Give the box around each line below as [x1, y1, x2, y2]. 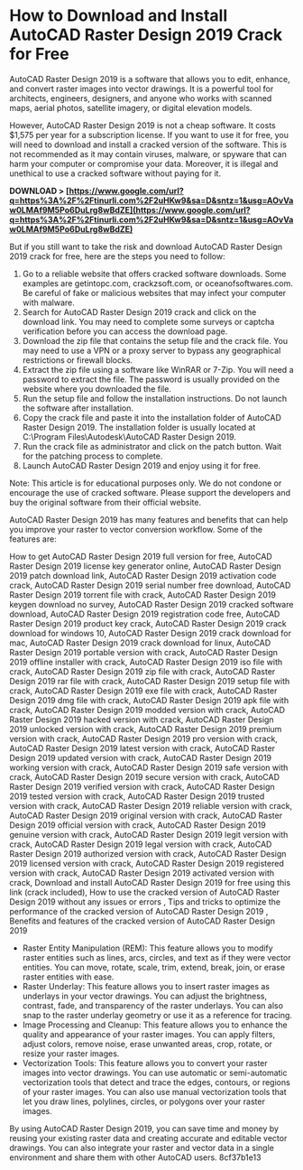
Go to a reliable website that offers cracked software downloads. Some [22, 268, 287, 279]
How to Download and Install [9, 5, 228, 26]
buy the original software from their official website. [9, 497, 201, 507]
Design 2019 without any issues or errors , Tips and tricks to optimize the [9, 896, 281, 907]
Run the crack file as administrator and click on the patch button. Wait [22, 441, 282, 451]
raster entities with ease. [22, 971, 115, 982]
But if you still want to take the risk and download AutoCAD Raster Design [9, 241, 283, 252]
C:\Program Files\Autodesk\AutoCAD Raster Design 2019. [22, 431, 237, 442]
